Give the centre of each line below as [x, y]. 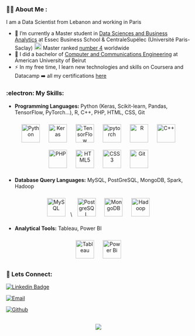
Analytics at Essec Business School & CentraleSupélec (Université [94, 40]
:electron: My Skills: [35, 93]
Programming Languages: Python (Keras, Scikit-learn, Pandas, [91, 106]
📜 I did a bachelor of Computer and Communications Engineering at [96, 54]
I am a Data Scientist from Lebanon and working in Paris [74, 22]
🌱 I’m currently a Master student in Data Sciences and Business [91, 33]
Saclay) [24, 48]
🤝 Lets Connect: [29, 274]
